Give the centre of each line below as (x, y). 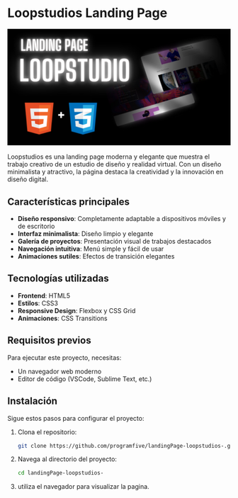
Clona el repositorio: (47, 432)
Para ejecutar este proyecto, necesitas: (64, 357)
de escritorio (36, 226)
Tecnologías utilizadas (58, 279)
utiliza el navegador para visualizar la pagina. (84, 487)
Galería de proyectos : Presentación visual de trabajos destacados (114, 242)
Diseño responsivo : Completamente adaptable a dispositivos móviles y (122, 219)
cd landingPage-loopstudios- (61, 473)
